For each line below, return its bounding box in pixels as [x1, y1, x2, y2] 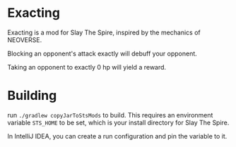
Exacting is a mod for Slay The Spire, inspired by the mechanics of [7, 28, 201, 37]
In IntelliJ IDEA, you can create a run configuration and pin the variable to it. [7, 132, 228, 140]
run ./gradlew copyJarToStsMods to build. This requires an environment [7, 110, 213, 119]
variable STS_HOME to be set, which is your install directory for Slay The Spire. [7, 118, 230, 127]
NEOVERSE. [7, 35, 42, 44]
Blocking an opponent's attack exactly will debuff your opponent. [7, 49, 198, 58]
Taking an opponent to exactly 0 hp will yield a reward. [7, 63, 167, 71]
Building [7, 88, 57, 103]
